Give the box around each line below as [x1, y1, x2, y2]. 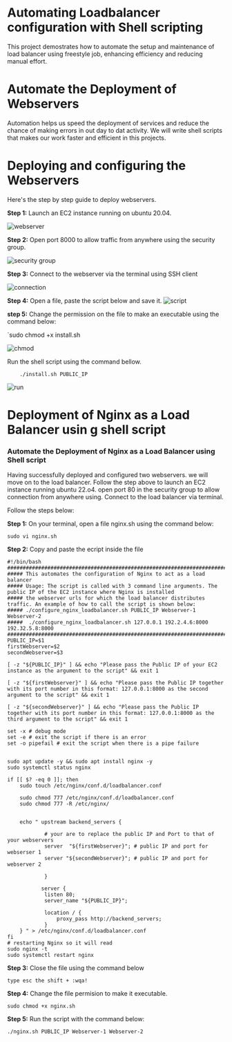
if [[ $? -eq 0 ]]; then [7, 776, 79, 783]
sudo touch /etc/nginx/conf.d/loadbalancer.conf [19, 783, 162, 790]
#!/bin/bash [7, 559, 41, 566]
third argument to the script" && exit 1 [7, 716, 128, 723]
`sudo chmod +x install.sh [7, 331, 81, 339]
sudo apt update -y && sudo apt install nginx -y [7, 759, 153, 765]
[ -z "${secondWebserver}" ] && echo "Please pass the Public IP [7, 704, 199, 711]
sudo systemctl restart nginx [7, 952, 95, 959]
